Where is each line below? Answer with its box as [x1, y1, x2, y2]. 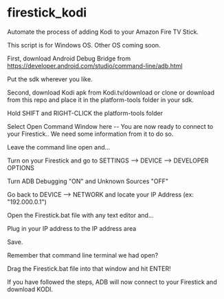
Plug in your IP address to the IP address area [7, 224, 137, 232]
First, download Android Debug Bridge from [7, 54, 131, 63]
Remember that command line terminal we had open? [7, 251, 159, 259]
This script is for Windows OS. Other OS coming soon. [7, 41, 161, 49]
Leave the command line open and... [7, 143, 111, 151]
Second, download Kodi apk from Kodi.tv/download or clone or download [7, 88, 215, 96]
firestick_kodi [7, 5, 87, 21]
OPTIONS [7, 163, 34, 172]
